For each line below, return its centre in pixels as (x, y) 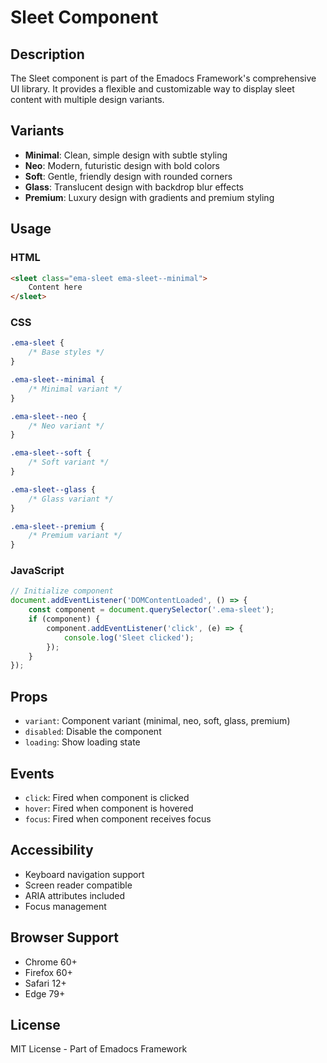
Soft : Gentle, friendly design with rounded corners (128, 176)
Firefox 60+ (48, 972)
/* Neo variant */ (66, 426)
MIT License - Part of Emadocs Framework (99, 1049)
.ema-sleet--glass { (53, 489)
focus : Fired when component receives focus (118, 818)
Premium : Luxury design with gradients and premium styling (149, 197)
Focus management (65, 906)
